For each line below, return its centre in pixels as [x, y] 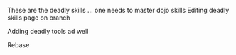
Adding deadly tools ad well [48, 31]
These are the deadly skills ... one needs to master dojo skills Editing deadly [118, 10]
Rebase [18, 45]
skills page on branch [39, 18]
